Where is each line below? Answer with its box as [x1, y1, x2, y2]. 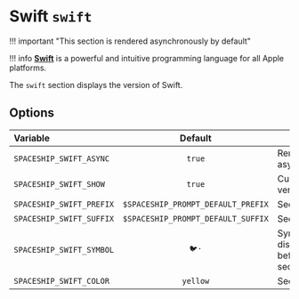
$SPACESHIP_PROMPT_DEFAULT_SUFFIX [123, 214, 269, 223]
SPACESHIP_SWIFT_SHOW [13, 179, 105, 189]
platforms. [9, 62, 47, 73]
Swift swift [9, 6, 93, 27]
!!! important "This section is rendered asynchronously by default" [9, 36, 252, 46]
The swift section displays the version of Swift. [9, 79, 183, 90]
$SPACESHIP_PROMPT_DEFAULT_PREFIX [123, 198, 269, 209]
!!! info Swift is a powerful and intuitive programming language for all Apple [9, 53, 285, 63]
